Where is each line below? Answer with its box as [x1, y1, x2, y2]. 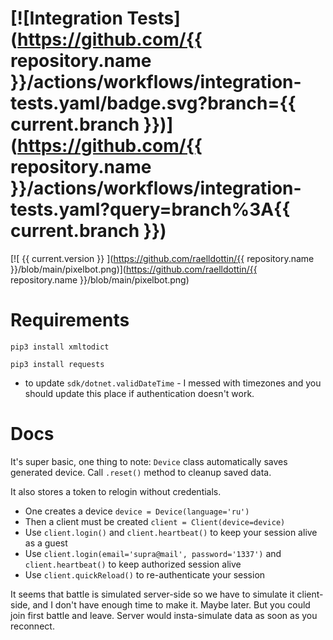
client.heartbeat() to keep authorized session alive [24, 558, 242, 570]
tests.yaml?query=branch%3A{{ [10, 198, 291, 221]
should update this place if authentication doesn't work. [24, 387, 255, 399]
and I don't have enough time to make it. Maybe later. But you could [32, 598, 311, 611]
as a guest [24, 537, 68, 549]
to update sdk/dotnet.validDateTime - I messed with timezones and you [24, 377, 322, 389]
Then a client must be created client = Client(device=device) [24, 515, 286, 527]
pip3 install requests [10, 359, 105, 369]
